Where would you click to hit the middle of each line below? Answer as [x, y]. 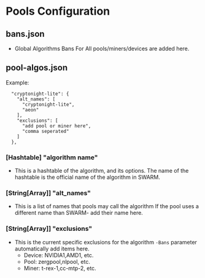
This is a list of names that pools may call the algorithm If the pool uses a [106, 206]
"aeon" [30, 110]
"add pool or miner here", [56, 126]
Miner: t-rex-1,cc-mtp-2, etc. [60, 268]
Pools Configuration [58, 11]
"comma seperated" [45, 131]
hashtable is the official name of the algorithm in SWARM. [87, 177]
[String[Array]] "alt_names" [48, 193]
